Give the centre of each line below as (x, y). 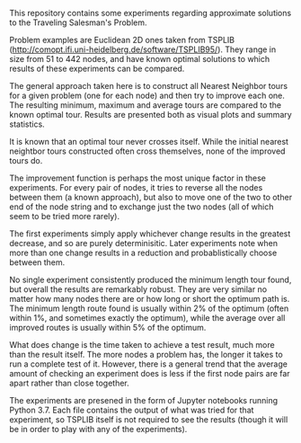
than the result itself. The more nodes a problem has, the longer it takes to (146, 354)
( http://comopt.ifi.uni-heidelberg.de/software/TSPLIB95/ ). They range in (143, 49)
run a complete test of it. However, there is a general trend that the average (148, 364)
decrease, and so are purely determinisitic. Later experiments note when (144, 243)
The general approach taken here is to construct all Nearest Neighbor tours (149, 86)
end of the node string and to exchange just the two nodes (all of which (142, 207)
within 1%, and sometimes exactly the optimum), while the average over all (147, 318)
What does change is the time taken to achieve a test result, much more (142, 345)
